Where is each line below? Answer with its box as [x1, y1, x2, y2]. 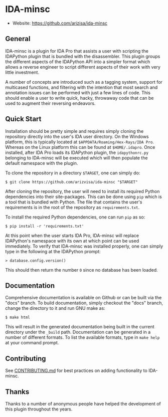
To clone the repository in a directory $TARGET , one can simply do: [5, 169, 140, 176]
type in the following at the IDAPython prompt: [5, 248, 101, 254]
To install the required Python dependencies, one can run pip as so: [5, 214, 145, 220]
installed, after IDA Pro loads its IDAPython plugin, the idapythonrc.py [5, 149, 149, 155]
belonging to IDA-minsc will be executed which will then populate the [5, 154, 148, 161]
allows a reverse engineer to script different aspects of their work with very [5, 64, 160, 70]
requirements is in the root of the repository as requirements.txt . [5, 204, 140, 210]
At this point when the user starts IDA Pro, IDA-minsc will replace [5, 232, 139, 239]
